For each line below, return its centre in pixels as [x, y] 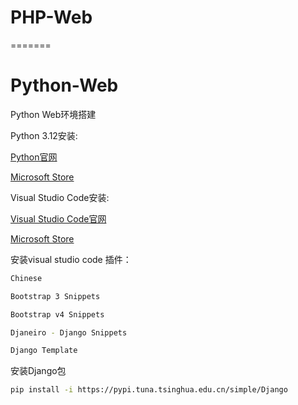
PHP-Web [51, 17]
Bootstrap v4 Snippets [57, 314]
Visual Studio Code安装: [60, 197]
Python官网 [34, 157]
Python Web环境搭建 [53, 114]
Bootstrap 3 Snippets [55, 296]
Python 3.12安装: [44, 135]
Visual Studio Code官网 [58, 218]
